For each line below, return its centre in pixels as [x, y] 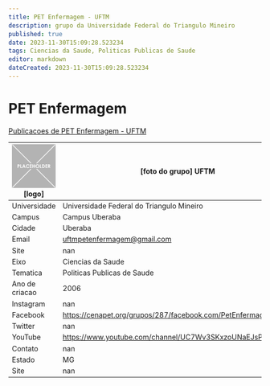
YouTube [27, 337]
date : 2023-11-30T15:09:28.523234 [66, 43]
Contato [25, 348]
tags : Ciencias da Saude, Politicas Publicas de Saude [102, 51]
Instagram [29, 304]
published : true [35, 34]
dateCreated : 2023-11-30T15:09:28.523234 [79, 68]
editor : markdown [37, 60]
